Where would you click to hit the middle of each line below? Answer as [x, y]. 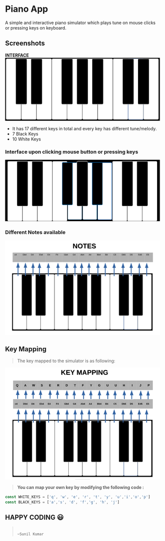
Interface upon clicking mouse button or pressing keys [72, 152]
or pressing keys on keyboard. [36, 28]
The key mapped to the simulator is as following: [66, 361]
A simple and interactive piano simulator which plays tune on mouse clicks [80, 23]
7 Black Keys [25, 134]
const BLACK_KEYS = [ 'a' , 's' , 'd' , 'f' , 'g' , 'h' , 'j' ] [62, 502]
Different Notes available [35, 232]
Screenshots [25, 43]
